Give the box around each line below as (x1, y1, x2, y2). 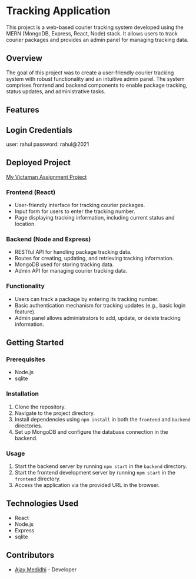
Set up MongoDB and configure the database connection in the (14, 428, 168, 435)
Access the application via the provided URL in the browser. (14, 481, 160, 488)
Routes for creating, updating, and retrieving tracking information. (14, 255, 174, 262)
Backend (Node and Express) (6, 235, 91, 243)
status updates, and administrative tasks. (6, 87, 106, 95)
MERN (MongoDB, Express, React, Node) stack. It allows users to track (6, 30, 178, 37)
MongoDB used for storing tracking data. (14, 261, 114, 268)
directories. (14, 422, 43, 429)
